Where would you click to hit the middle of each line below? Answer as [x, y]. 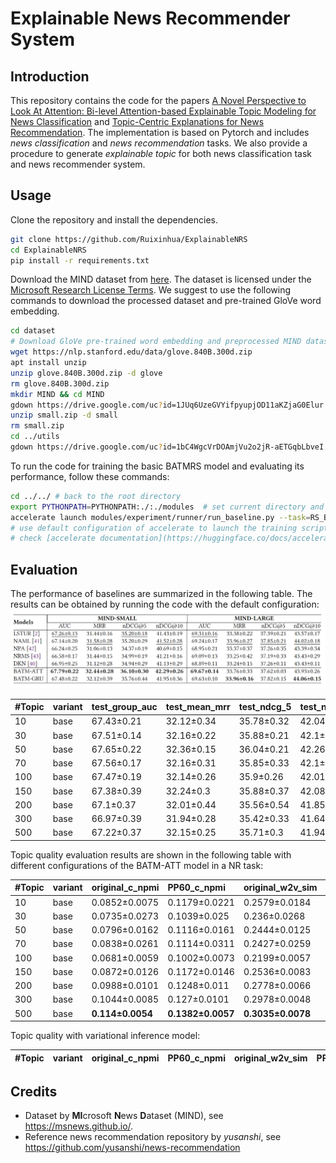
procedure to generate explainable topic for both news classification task [161, 153]
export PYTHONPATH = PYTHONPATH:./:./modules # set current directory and [167, 507]
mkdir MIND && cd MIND [57, 394]
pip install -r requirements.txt [80, 260]
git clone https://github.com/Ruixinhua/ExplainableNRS [129, 239]
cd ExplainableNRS [48, 250]
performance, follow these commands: [90, 476]
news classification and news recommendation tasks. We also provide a [159, 143]
